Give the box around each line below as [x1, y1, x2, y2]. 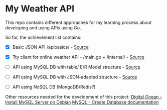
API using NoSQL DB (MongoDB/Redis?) [12, 84, 96, 90]
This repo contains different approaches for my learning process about [5, 19, 152, 25]
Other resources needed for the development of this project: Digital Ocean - [5, 94, 162, 100]
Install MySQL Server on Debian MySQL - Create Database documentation [5, 99, 159, 105]
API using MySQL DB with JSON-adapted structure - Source [12, 74, 137, 80]
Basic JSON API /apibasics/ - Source [12, 44, 89, 50]
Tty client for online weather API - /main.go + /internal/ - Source [12, 54, 144, 60]
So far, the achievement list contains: [5, 34, 82, 40]
